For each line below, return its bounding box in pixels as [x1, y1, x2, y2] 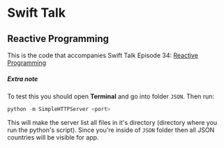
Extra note [7, 75, 38, 83]
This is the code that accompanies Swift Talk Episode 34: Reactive [7, 51, 199, 59]
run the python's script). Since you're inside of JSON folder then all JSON [7, 126, 215, 134]
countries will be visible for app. [7, 133, 99, 141]
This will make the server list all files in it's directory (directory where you [7, 118, 218, 126]
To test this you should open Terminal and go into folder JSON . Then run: [7, 92, 215, 101]
